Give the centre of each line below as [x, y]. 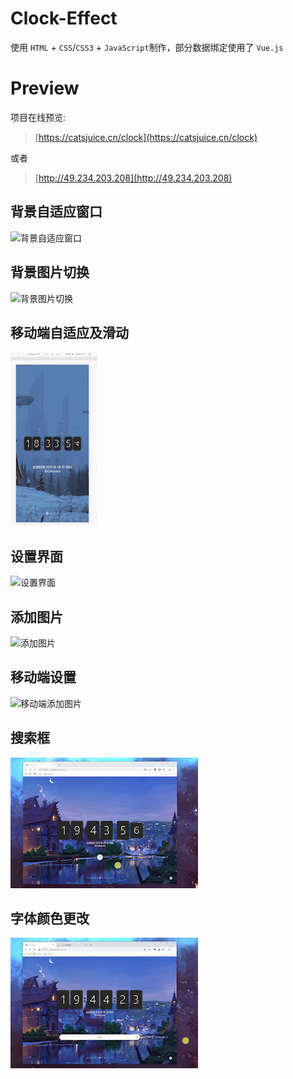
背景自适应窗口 [56, 212]
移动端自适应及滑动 [69, 332]
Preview [45, 88]
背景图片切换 [50, 272]
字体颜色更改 [50, 918]
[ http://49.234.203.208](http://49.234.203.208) [133, 178]
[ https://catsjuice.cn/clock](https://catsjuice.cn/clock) [146, 137]
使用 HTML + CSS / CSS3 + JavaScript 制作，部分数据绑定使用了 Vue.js [147, 47]
